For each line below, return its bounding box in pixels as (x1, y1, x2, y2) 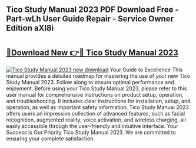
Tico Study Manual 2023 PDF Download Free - (6, 5, 180, 15)
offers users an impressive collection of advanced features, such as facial (6, 110, 185, 117)
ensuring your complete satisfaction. (6, 135, 95, 142)
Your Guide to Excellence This (109, 66, 183, 73)
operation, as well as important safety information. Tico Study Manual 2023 (6, 104, 190, 111)
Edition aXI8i (6, 23, 54, 33)
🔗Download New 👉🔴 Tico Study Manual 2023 (6, 47, 178, 58)
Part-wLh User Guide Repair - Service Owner (6, 14, 174, 24)
